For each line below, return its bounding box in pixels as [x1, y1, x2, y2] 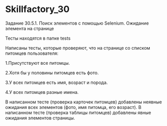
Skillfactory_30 [5, 4, 70, 15]
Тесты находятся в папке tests [5, 35, 71, 41]
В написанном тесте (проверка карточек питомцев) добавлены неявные [5, 99, 162, 105]
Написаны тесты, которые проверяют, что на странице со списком [5, 45, 150, 51]
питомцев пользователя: [5, 50, 59, 56]
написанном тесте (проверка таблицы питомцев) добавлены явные [5, 109, 151, 115]
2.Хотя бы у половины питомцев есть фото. [5, 69, 99, 76]
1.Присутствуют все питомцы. [5, 60, 70, 66]
